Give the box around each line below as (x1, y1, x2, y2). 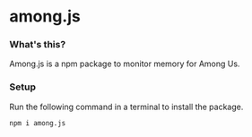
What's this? (9, 39, 66, 51)
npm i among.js (9, 118, 66, 127)
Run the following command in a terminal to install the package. (9, 101, 244, 112)
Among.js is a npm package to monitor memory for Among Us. (9, 58, 240, 69)
